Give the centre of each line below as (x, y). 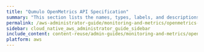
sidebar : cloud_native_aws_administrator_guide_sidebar (78, 28)
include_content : (28, 34)
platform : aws (24, 39)
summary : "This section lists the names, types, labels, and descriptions (103, 17)
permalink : (20, 23)
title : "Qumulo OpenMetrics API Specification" (68, 12)
